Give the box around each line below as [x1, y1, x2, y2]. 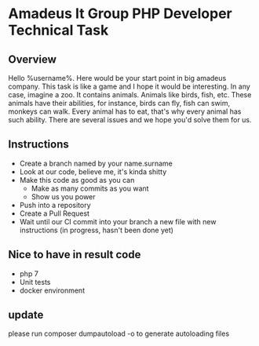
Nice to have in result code [8, 248, 141, 261]
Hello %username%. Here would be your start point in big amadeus [8, 74, 227, 82]
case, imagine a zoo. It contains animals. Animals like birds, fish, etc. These [8, 90, 252, 99]
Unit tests [19, 277, 51, 286]
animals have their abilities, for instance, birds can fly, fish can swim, [8, 99, 230, 107]
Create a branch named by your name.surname [19, 158, 173, 168]
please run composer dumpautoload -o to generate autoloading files [8, 329, 230, 338]
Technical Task [8, 21, 109, 39]
